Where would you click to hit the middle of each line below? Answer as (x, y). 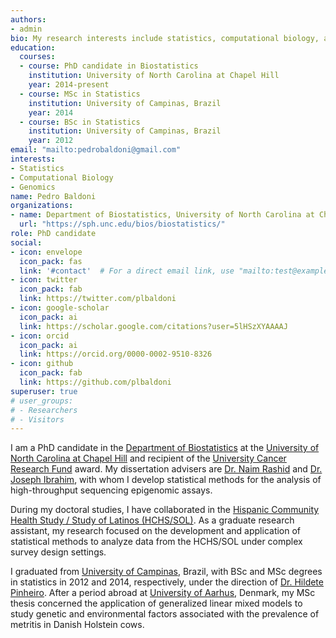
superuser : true (44, 391)
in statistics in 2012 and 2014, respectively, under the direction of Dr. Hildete (167, 582)
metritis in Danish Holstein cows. (77, 625)
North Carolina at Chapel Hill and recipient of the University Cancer (148, 458)
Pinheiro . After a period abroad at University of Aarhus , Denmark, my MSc (163, 593)
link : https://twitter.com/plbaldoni (98, 299)
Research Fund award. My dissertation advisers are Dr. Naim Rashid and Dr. (166, 469)
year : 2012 (51, 141)
